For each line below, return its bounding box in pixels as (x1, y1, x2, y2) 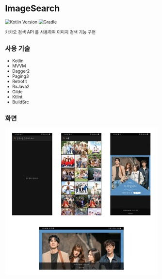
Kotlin (12, 58, 24, 64)
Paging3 (12, 73, 29, 79)
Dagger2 (12, 68, 30, 74)
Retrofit (12, 78, 27, 84)
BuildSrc (12, 99, 29, 105)
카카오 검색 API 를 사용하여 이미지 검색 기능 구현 (5, 29, 96, 34)
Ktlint (12, 94, 23, 99)
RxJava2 (12, 83, 30, 89)
